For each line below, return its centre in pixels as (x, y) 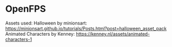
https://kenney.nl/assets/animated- (113, 34)
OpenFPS (26, 9)
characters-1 (19, 39)
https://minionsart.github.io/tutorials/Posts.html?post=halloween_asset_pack (86, 28)
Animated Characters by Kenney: (40, 34)
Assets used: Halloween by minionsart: (46, 23)
